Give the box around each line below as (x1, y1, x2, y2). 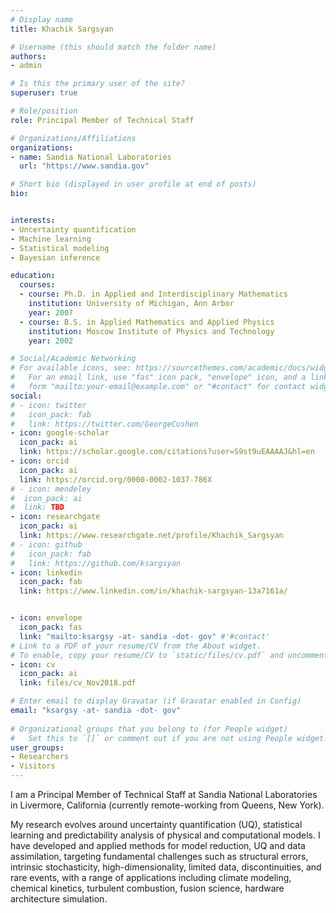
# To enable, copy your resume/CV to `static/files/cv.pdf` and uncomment (10, 650, 329, 660)
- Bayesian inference (10, 252, 101, 263)
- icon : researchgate (10, 512, 101, 522)
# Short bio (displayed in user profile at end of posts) (10, 179, 257, 190)
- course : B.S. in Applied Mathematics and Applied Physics (19, 317, 275, 327)
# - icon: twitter (10, 400, 87, 410)
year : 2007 (28, 307, 74, 318)
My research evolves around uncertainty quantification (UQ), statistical (10, 819, 303, 830)
